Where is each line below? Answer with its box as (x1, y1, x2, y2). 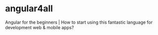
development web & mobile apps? (5, 24, 74, 30)
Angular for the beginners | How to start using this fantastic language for (5, 19, 153, 25)
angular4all (5, 3, 53, 14)
